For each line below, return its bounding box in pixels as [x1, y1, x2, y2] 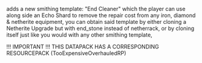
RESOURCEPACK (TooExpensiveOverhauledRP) [6, 50, 127, 57]
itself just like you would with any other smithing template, [6, 31, 153, 39]
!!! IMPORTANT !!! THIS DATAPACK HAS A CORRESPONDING [6, 43, 159, 50]
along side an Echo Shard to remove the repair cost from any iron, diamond [6, 12, 196, 19]
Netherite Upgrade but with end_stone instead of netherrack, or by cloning [6, 24, 195, 32]
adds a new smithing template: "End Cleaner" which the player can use [6, 6, 185, 12]
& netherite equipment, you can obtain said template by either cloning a [6, 18, 187, 25]
